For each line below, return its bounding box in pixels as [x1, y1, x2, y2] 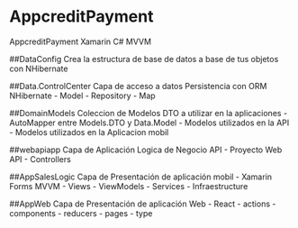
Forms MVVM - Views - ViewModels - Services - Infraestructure [9, 180, 248, 191]
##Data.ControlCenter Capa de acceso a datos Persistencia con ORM [9, 80, 267, 91]
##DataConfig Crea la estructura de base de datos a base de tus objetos [9, 53, 279, 64]
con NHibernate [9, 63, 68, 74]
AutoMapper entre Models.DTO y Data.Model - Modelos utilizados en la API [9, 117, 290, 128]
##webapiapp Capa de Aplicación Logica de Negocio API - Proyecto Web [9, 144, 283, 155]
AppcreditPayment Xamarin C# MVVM [9, 36, 151, 47]
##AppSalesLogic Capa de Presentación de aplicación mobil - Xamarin [9, 171, 273, 182]
